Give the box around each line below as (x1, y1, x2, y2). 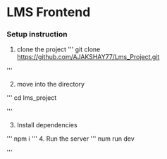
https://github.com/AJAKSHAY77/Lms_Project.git (16, 53, 160, 61)
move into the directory (16, 80, 85, 89)
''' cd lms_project (6, 94, 57, 102)
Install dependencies (16, 121, 78, 129)
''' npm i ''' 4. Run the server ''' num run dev (6, 134, 135, 143)
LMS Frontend (6, 4, 91, 20)
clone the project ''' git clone (16, 45, 101, 53)
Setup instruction (6, 30, 68, 39)
